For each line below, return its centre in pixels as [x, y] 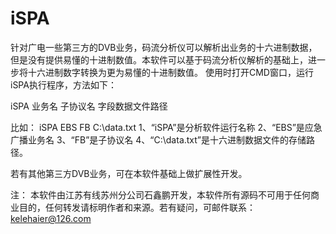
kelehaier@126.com [51, 218]
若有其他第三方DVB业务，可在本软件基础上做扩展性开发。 [129, 173]
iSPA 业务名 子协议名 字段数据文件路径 [89, 106]
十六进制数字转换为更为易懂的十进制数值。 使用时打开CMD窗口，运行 [170, 72]
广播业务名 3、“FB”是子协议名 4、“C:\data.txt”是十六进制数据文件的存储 [158, 139]
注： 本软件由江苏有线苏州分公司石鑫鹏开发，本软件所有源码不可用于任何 [160, 194]
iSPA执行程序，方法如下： [63, 84]
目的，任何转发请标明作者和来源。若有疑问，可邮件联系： [137, 207]
